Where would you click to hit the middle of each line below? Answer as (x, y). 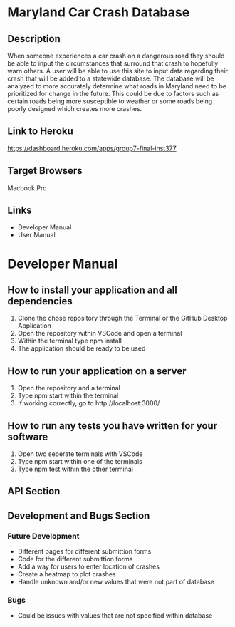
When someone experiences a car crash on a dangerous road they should (116, 56)
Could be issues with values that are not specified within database (115, 616)
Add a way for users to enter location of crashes (89, 566)
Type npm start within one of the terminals (80, 462)
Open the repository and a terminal (69, 388)
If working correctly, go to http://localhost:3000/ (89, 403)
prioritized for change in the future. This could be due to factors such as (113, 94)
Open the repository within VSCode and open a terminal (100, 333)
